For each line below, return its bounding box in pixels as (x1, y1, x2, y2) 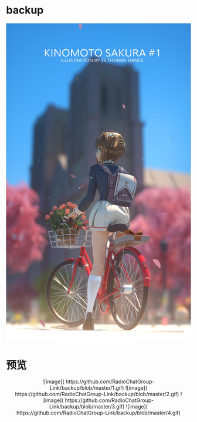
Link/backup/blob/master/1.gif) (49, 384, 124, 391)
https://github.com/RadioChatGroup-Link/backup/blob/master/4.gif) (16, 409, 181, 417)
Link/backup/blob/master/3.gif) (49, 403, 125, 410)
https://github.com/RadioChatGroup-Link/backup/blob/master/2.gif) (15, 391, 179, 398)
